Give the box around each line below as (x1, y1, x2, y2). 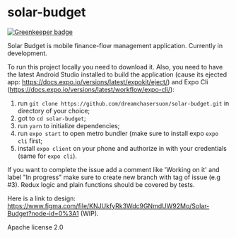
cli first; (17, 136, 43, 145)
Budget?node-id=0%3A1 (7, 209, 79, 217)
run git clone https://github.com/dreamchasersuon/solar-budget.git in (17, 98, 230, 107)
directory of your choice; (17, 106, 90, 115)
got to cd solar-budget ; (17, 114, 86, 123)
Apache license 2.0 (7, 222, 64, 231)
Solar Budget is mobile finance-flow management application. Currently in (7, 41, 223, 50)
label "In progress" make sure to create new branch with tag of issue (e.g (7, 173, 220, 181)
